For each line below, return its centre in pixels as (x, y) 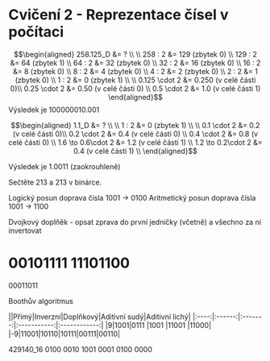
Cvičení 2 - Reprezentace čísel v (118, 15)
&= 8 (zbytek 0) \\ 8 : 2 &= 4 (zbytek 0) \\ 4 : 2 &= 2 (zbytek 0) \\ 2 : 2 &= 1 (135, 71)
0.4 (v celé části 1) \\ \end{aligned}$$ (135, 151)
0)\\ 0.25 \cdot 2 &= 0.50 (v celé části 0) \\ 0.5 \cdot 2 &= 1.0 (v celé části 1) (135, 88)
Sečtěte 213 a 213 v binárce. (55, 182)
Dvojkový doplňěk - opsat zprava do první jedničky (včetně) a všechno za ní (135, 222)
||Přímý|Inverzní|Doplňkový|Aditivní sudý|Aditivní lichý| (100, 317)
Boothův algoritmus (41, 301)
